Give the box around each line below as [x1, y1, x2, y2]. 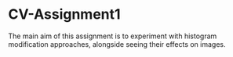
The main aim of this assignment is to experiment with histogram [8, 31, 217, 41]
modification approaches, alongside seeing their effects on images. [8, 39, 226, 48]
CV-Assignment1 [8, 5, 121, 23]
